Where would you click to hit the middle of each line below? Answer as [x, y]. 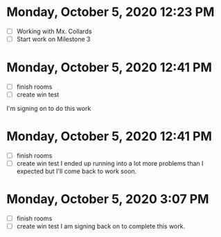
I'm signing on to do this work [49, 109]
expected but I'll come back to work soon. [77, 171]
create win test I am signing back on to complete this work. [100, 227]
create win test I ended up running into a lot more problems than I [110, 164]
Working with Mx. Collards [54, 31]
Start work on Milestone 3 [53, 39]
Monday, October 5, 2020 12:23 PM [110, 12]
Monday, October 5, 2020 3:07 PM [108, 199]
